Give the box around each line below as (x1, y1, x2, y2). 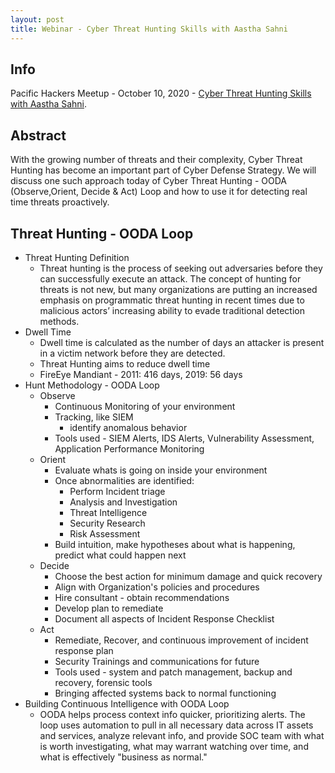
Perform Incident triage (69, 485, 166, 497)
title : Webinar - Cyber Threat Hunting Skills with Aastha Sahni (10, 24, 288, 34)
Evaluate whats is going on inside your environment (54, 464, 268, 476)
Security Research (69, 517, 146, 529)
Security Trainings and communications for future (54, 655, 260, 667)
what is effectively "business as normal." (39, 751, 208, 763)
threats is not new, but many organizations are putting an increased (39, 283, 318, 295)
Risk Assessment (69, 527, 141, 540)
